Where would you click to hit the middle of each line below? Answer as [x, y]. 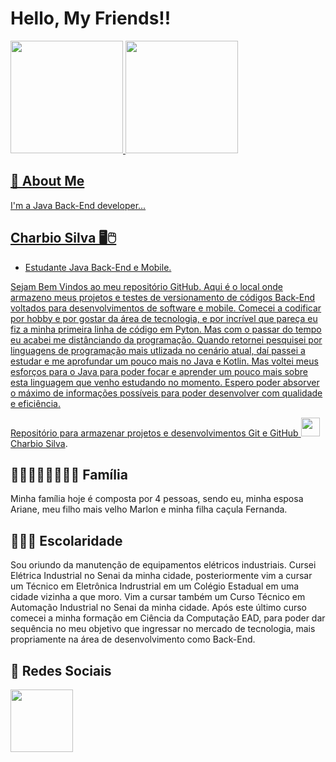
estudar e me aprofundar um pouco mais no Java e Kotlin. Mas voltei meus [164, 361]
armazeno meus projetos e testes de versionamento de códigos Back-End [163, 297]
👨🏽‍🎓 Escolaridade [66, 540]
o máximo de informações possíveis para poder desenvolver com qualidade [166, 393]
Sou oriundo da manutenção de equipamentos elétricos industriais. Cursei [163, 565]
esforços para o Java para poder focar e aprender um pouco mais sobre [159, 371]
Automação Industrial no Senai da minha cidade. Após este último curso [158, 608]
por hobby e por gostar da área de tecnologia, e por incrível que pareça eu [164, 318]
